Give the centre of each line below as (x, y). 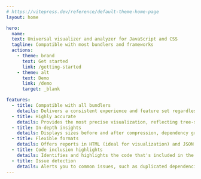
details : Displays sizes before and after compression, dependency (103, 133)
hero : (13, 28)
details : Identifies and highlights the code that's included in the (106, 155)
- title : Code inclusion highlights (57, 150)
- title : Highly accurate (44, 116)
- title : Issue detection (44, 161)
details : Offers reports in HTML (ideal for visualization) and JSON (106, 144)
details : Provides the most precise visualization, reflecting (98, 122)
